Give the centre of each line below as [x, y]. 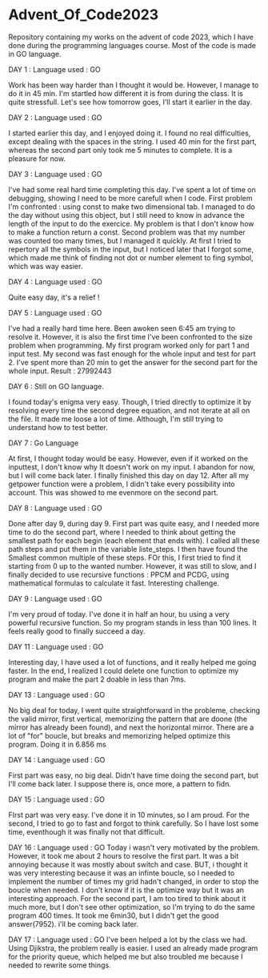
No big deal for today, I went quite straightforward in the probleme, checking [134, 710]
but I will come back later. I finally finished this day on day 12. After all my [129, 475]
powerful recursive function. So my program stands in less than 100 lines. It [133, 622]
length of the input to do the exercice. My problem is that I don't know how [131, 223]
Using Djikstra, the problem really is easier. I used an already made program [133, 948]
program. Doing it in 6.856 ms [57, 744]
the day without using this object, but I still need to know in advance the [127, 215]
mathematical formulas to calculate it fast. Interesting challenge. [114, 583]
